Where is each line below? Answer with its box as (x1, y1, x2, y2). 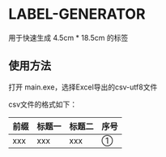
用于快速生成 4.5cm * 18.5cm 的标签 (8, 33, 129, 42)
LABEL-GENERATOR (8, 5, 146, 24)
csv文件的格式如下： (8, 99, 78, 109)
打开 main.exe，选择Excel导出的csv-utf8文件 (8, 82, 158, 92)
